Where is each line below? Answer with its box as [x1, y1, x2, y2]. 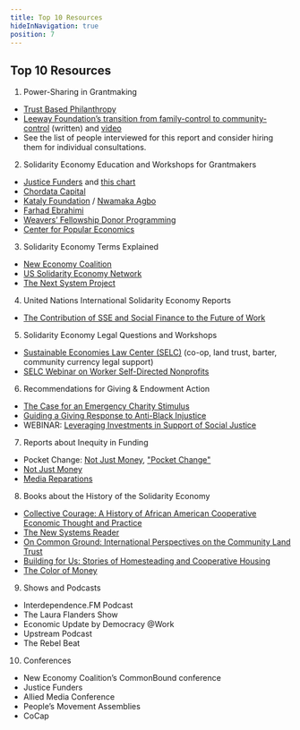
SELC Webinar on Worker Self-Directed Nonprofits [22, 366, 210, 377]
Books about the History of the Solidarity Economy [22, 491, 210, 502]
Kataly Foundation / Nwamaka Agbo [22, 196, 157, 207]
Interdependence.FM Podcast [22, 600, 133, 611]
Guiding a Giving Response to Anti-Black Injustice [22, 411, 207, 421]
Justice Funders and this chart [22, 176, 136, 188]
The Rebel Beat [22, 638, 81, 649]
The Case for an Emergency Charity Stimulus [22, 401, 191, 412]
